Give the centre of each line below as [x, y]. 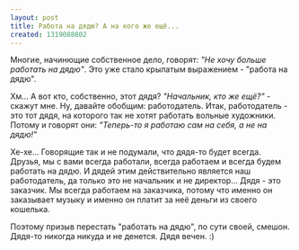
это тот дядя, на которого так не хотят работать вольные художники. [143, 116]
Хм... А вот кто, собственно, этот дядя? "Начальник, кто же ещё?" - [141, 96]
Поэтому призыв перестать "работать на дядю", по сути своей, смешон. [150, 227]
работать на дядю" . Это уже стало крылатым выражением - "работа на [149, 69]
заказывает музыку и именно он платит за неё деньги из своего [134, 200]
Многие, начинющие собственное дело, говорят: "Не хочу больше [138, 60]
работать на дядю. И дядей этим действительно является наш [131, 171]
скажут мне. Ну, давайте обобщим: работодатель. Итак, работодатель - [149, 106]
